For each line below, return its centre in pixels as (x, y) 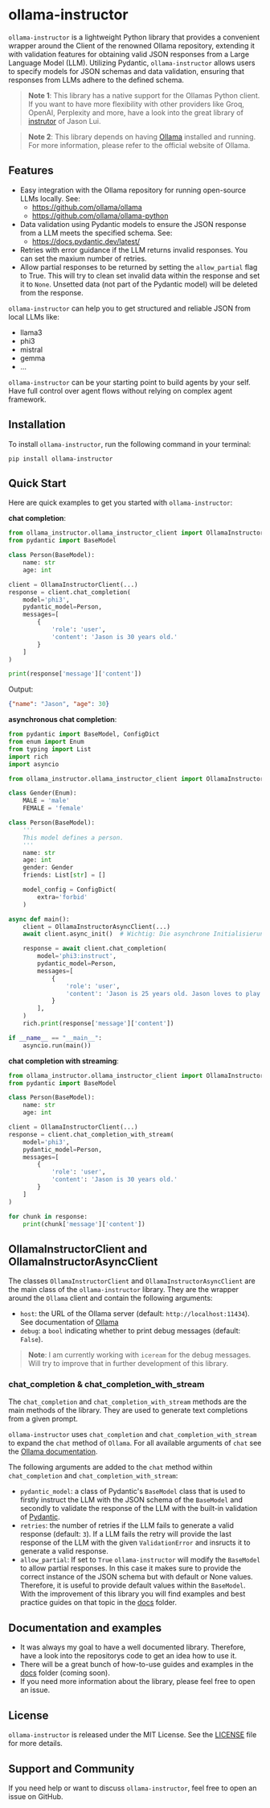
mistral (31, 349)
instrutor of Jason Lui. (65, 121)
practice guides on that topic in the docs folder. (98, 1603)
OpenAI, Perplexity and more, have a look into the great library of (135, 112)
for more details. (35, 1744)
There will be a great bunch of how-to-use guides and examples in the (137, 1665)
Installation (37, 425)
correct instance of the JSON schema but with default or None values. (136, 1577)
